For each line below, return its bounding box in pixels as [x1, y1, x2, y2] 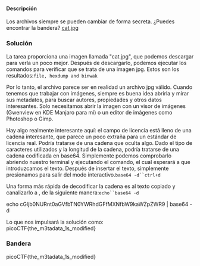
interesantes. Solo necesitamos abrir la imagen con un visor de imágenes [6, 102, 186, 110]
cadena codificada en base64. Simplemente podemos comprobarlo [6, 152, 172, 159]
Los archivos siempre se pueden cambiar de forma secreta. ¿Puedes [6, 18, 175, 25]
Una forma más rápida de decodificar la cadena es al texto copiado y [6, 183, 176, 190]
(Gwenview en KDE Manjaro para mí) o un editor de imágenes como [6, 109, 173, 116]
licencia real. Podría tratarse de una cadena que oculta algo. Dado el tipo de [6, 139, 193, 146]
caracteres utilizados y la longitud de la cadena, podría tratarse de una [6, 146, 180, 153]
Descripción [6, 5, 37, 12]
